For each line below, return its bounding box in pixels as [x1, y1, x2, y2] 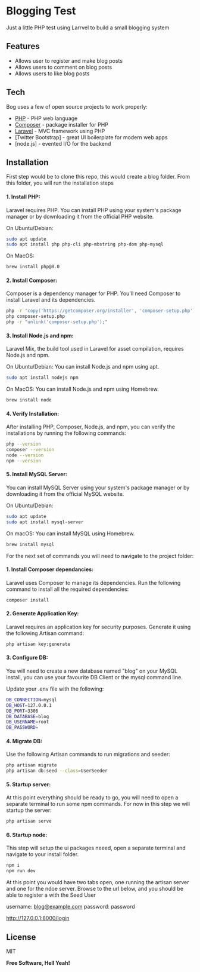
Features [6, 41, 40, 51]
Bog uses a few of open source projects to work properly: [6, 103, 148, 110]
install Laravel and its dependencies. [6, 296, 96, 303]
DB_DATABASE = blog [6, 713, 49, 719]
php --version [6, 441, 42, 447]
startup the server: [6, 807, 52, 814]
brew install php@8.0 [6, 264, 60, 270]
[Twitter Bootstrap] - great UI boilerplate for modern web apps [14, 133, 168, 141]
